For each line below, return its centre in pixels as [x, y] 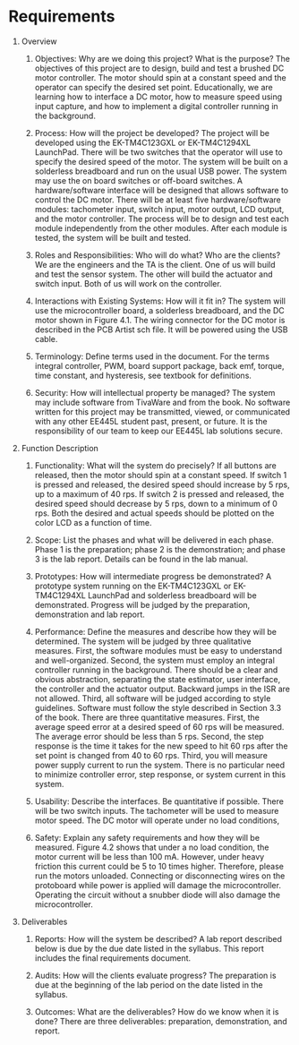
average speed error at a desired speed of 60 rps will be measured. [159, 726]
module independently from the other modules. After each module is [161, 228]
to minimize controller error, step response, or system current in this [160, 774]
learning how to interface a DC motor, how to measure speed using [158, 97]
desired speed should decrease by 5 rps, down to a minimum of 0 [156, 503]
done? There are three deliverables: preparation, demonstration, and [161, 1021]
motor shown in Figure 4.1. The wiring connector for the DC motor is [160, 320]
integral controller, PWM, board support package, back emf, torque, [159, 365]
